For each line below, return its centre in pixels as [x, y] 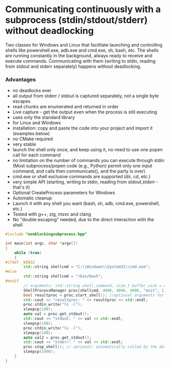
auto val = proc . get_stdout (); [56, 314]
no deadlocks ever [32, 91]
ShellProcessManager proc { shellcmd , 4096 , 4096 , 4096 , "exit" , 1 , [95, 290]
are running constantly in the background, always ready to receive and [79, 55]
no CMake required [33, 139]
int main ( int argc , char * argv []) [42, 243]
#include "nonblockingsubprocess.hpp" [46, 234]
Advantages [21, 79]
